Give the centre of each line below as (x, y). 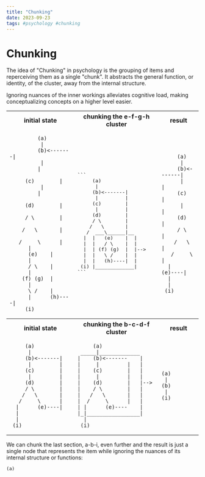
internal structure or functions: (45, 457)
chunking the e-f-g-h (117, 117)
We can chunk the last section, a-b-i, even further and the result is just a (97, 445)
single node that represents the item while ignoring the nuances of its (94, 451)
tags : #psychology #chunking (43, 23)
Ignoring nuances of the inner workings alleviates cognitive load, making (98, 95)
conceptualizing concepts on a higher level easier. (70, 102)
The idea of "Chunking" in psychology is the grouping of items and (90, 70)
